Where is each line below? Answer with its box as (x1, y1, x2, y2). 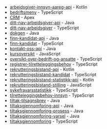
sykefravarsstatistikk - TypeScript (9, 87, 78, 93)
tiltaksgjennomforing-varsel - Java (9, 113, 80, 119)
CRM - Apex (9, 15, 35, 20)
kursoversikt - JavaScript (9, 51, 61, 57)
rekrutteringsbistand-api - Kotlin (9, 66, 75, 72)
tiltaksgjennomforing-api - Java (9, 103, 73, 108)
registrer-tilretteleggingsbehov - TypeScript (9, 61, 98, 67)
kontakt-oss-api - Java (9, 46, 56, 51)
